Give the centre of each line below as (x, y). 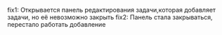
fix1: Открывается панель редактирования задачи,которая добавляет (112, 10)
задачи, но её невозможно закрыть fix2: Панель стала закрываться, (110, 17)
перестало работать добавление (57, 24)
